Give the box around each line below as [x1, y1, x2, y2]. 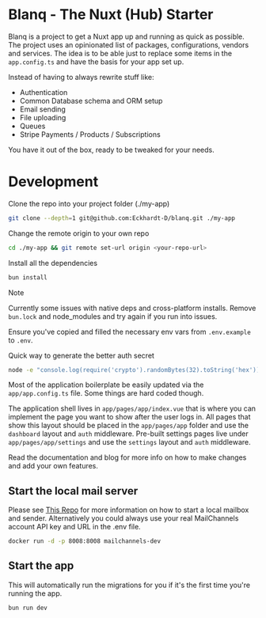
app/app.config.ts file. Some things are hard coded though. [8, 389, 204, 398]
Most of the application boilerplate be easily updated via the [8, 380, 204, 389]
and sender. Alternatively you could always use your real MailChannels [8, 514, 239, 523]
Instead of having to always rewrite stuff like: [8, 72, 154, 82]
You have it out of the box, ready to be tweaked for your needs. [8, 145, 215, 154]
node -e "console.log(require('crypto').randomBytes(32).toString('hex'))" [8, 366, 264, 373]
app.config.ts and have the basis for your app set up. [8, 57, 184, 66]
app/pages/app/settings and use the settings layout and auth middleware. [8, 438, 251, 447]
